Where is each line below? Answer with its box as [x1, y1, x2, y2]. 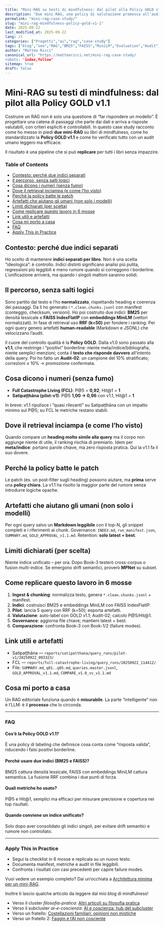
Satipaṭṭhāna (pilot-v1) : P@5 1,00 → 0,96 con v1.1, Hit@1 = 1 [12, 392, 134, 398]
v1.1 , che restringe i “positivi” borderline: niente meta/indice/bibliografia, [5, 344, 150, 350]
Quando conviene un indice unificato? [5, 812, 84, 818]
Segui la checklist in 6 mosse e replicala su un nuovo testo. [12, 856, 131, 862]
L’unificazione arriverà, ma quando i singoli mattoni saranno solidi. [5, 272, 138, 278]
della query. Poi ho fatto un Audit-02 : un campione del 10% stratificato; [5, 355, 149, 361]
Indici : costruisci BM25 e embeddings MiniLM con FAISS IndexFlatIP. [12, 602, 151, 608]
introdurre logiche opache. [5, 487, 59, 493]
